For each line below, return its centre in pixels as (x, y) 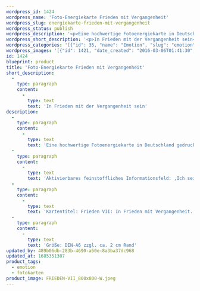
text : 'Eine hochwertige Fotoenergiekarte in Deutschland (101, 145)
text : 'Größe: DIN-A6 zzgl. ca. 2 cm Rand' (82, 245)
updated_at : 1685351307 (36, 256)
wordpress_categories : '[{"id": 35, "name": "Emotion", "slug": (87, 45)
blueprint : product (30, 62)
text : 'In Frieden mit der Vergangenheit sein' (87, 106)
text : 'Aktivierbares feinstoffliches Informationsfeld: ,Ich (106, 179)
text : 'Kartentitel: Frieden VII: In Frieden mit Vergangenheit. (110, 212)
